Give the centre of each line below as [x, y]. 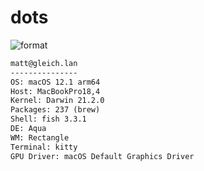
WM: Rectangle [40, 137]
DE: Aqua [28, 129]
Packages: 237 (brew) [55, 110]
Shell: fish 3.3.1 [48, 119]
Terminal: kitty [44, 147]
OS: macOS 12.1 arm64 [55, 82]
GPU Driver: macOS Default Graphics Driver [102, 156]
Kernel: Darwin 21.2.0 [57, 101]
